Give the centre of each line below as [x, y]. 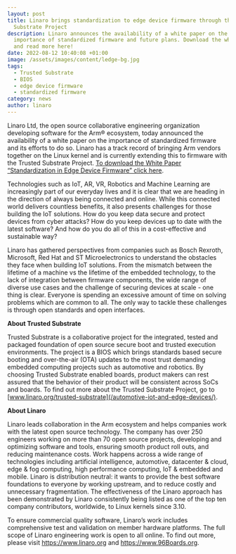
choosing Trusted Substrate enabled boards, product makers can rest [108, 374]
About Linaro [27, 410]
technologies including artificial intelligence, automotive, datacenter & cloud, [118, 461]
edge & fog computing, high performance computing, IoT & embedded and [115, 469]
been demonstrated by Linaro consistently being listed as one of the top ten [117, 499]
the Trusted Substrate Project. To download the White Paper [94, 163]
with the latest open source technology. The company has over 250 [105, 432]
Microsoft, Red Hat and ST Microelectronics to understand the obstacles [112, 257]
